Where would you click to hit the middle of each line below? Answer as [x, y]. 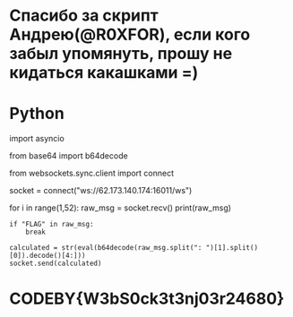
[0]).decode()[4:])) [48, 256]
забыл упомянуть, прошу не [121, 54]
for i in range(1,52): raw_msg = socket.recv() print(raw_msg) [120, 208]
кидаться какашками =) [104, 73]
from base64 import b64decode [69, 156]
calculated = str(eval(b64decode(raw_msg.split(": [106, 248]
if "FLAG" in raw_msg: [52, 225]
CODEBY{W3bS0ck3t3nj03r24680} [147, 299]
